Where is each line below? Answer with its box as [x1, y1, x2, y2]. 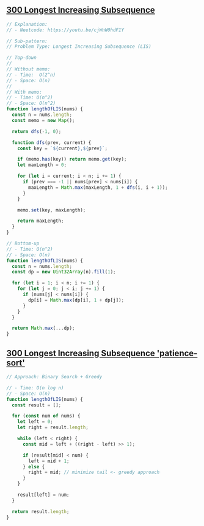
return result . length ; [12, 508, 70, 514]
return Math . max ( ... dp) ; [12, 325, 75, 332]
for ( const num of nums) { [12, 413, 81, 419]
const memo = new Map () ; [12, 117, 75, 123]
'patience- [156, 348, 198, 358]
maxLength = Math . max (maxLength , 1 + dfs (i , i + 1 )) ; [28, 184, 168, 191]
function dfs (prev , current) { [12, 139, 92, 146]
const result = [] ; [12, 402, 62, 408]
